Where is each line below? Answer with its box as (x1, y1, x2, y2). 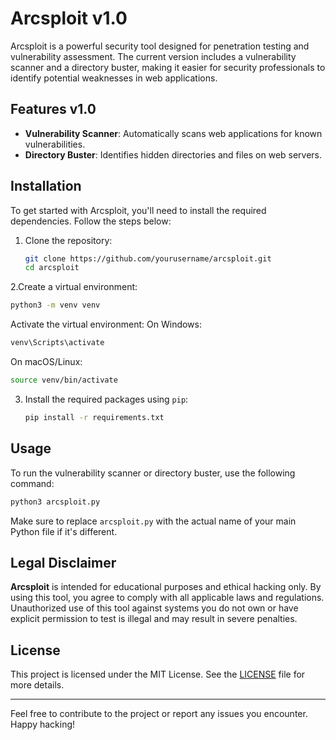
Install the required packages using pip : (24, 393, 189, 405)
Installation (10, 178, 82, 195)
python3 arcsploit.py (10, 497, 101, 507)
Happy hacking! (10, 718, 76, 731)
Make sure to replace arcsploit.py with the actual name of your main (10, 515, 297, 527)
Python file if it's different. (10, 525, 118, 537)
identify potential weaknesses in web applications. (10, 72, 218, 84)
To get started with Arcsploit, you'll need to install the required (10, 204, 267, 216)
